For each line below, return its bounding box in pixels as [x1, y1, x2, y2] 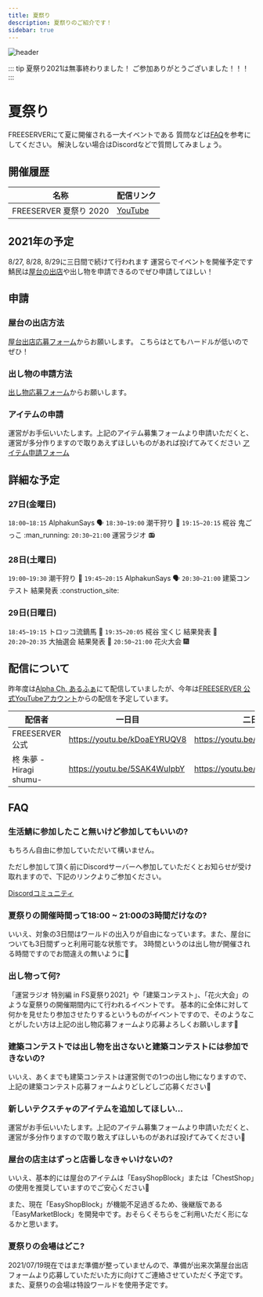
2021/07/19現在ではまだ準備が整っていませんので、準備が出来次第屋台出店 [8, 1260, 249, 1270]
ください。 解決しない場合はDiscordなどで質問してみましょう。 [21, 140, 226, 149]
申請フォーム [28, 448, 70, 458]
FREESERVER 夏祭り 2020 [12, 206, 110, 217]
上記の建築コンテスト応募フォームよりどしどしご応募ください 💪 [8, 1081, 211, 1091]
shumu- [12, 774, 43, 785]
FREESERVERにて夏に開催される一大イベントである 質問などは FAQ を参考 [8, 130, 245, 140]
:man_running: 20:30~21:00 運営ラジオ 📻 [23, 530, 156, 539]
